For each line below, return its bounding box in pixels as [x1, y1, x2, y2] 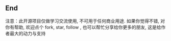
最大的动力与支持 [9, 30, 46, 36]
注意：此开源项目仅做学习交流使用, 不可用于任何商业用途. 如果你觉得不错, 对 [5, 17, 165, 24]
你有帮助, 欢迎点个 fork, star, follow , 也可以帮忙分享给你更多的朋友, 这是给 [5, 24, 161, 30]
